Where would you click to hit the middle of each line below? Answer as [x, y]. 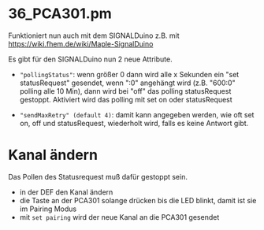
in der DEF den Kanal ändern [66, 192]
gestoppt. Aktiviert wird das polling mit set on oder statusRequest [126, 99]
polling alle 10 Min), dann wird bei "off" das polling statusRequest [125, 91]
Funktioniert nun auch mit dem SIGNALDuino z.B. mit [94, 35]
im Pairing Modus [48, 209]
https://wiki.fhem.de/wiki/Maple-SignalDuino [81, 43]
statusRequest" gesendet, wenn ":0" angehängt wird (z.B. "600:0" [127, 83]
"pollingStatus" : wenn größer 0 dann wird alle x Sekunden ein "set [129, 74]
